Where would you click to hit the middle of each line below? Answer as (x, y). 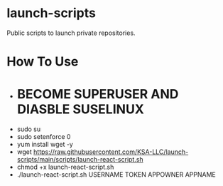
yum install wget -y (45, 145)
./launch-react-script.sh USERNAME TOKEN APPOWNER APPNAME (116, 175)
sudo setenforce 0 (44, 137)
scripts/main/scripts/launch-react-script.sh (80, 160)
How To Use (43, 62)
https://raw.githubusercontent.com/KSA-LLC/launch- (111, 152)
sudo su (29, 129)
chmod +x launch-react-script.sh (65, 167)
